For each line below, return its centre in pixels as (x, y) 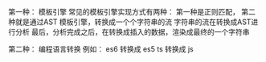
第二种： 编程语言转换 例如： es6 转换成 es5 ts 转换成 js (101, 49)
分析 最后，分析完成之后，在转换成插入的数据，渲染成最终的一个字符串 (132, 32)
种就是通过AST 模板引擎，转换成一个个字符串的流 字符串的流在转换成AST (130, 22)
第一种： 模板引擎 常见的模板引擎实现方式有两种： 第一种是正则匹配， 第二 (132, 12)
